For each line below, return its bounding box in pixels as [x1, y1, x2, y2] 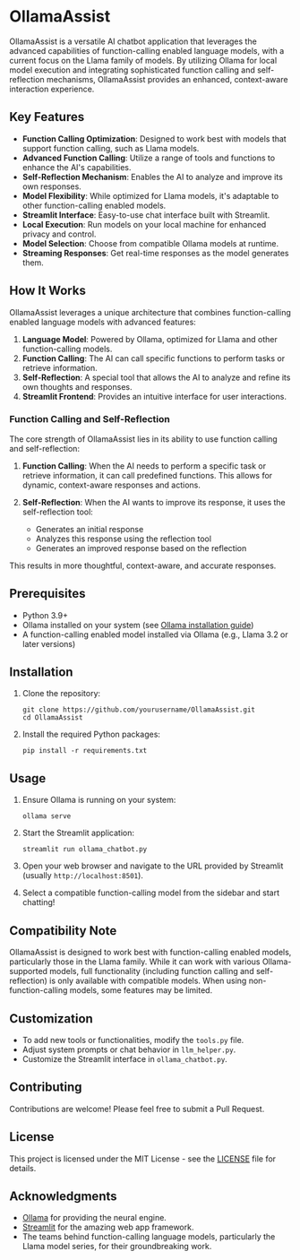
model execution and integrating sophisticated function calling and [9, 65, 255, 75]
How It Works [9, 283, 87, 298]
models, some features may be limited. [69, 985, 213, 996]
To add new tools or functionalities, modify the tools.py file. [21, 1034, 244, 1045]
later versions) [21, 638, 76, 649]
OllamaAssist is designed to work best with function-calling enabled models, [9, 947, 292, 958]
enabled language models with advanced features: [9, 316, 197, 327]
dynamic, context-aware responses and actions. [21, 479, 201, 490]
